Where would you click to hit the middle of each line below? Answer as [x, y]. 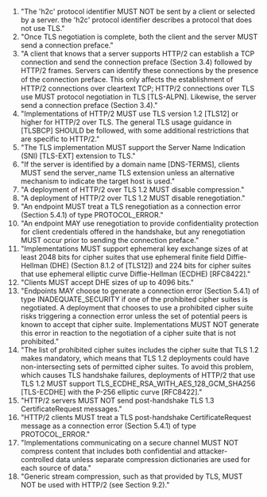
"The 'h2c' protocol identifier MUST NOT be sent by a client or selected [137, 12]
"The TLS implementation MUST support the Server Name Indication [133, 147]
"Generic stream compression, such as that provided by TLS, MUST [132, 476]
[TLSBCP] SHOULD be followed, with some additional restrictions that [135, 131]
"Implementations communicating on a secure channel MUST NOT [130, 443]
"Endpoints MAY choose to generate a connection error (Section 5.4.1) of [140, 291]
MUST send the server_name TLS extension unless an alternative [128, 173]
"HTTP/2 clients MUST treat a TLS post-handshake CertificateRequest [136, 417]
